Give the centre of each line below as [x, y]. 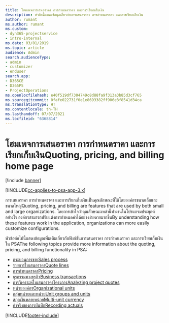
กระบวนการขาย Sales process [40, 259]
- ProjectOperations [27, 90]
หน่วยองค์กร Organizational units [44, 288]
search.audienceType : [28, 57]
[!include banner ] [23, 180]
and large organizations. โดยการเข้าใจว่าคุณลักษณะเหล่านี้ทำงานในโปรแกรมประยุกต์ [80, 211]
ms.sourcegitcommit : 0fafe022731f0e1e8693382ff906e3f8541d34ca [74, 100]
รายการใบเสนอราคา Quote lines [41, 265]
